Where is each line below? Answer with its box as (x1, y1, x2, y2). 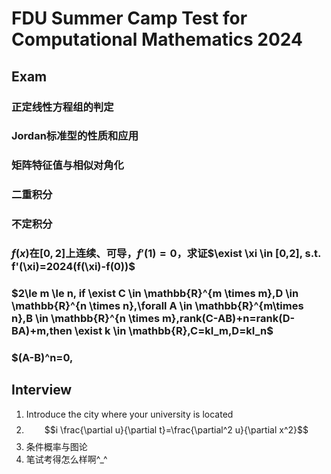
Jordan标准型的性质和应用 (11, 129, 139, 143)
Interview (11, 382, 73, 399)
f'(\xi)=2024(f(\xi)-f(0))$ (11, 260, 136, 274)
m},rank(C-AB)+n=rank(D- (161, 312, 296, 326)
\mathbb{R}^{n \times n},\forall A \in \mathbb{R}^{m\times (11, 299, 304, 313)
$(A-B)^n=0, (11, 350, 74, 364)
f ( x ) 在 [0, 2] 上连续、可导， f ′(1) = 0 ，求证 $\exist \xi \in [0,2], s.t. (11, 247, 322, 261)
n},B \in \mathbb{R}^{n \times (11, 312, 161, 326)
